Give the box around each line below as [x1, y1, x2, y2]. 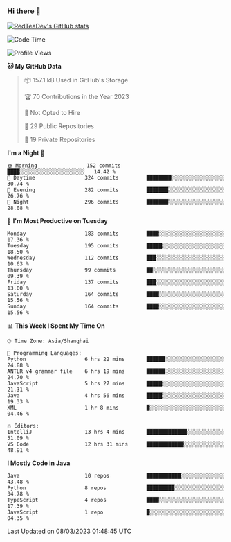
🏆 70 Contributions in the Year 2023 [24, 93, 129, 101]
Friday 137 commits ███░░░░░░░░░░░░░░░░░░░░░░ [7, 279, 225, 286]
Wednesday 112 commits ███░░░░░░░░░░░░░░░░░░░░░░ [7, 254, 225, 262]
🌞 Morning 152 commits [7, 162, 121, 169]
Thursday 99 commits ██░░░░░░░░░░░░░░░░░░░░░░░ [7, 267, 225, 274]
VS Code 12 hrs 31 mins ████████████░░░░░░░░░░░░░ [7, 441, 225, 448]
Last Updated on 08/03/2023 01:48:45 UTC [7, 527, 132, 536]
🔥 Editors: [7, 423, 39, 430]
